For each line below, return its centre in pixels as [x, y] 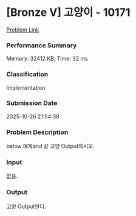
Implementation [26, 87]
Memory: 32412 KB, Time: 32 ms [47, 59]
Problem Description [37, 132]
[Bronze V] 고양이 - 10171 [68, 12]
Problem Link [23, 29]
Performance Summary [42, 45]
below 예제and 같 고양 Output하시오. [51, 146]
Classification [27, 75]
